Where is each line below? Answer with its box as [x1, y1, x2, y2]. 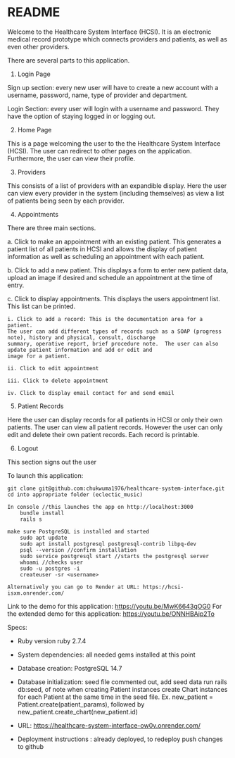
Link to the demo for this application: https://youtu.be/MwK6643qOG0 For [7, 602, 222, 610]
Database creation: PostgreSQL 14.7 [17, 664, 122, 672]
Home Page [17, 125, 52, 134]
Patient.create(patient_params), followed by [17, 700, 145, 708]
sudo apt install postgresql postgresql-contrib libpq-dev [20, 540, 197, 548]
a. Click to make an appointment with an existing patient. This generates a [7, 237, 222, 246]
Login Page [17, 70, 51, 78]
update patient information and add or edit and [7, 346, 153, 353]
